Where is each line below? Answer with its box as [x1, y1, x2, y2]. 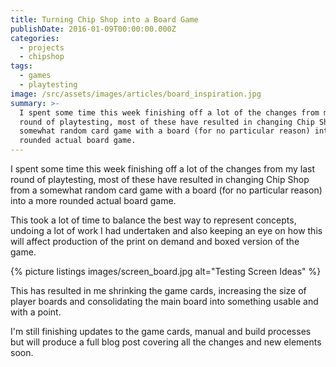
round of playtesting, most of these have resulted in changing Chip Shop [10, 174, 310, 185]
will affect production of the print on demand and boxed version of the [10, 236, 300, 247]
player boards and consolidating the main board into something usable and [10, 296, 319, 307]
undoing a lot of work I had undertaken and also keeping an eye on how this [10, 225, 323, 236]
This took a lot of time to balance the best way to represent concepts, [10, 214, 297, 226]
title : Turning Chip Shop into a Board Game [10, 14, 199, 25]
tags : [10, 61, 33, 71]
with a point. [10, 306, 62, 318]
